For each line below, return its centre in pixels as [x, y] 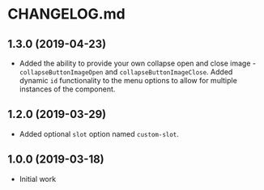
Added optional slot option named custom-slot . [99, 133]
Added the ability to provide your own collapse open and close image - [138, 63]
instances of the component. [67, 89]
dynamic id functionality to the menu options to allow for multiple [128, 80]
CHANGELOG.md [67, 14]
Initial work [38, 179]
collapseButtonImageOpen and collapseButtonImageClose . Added [126, 72]
